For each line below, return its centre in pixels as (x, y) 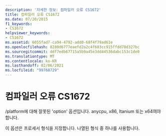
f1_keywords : (19, 24)
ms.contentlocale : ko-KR (31, 61)
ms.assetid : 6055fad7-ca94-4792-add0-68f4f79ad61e (59, 42)
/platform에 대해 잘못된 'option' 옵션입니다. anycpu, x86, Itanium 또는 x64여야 (83, 111)
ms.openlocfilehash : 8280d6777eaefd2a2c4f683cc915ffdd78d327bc (72, 47)
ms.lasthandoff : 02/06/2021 (34, 65)
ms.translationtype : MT (30, 56)
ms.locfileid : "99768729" (32, 70)
